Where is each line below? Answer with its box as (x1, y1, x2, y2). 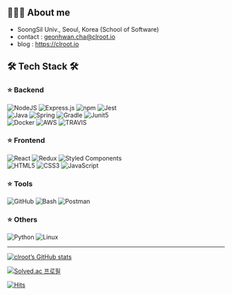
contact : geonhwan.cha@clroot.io (17, 32, 116, 41)
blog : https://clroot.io (17, 39, 79, 48)
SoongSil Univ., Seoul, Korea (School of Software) (17, 25, 159, 33)
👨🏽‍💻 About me (7, 7, 70, 19)
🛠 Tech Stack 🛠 (7, 61, 79, 72)
